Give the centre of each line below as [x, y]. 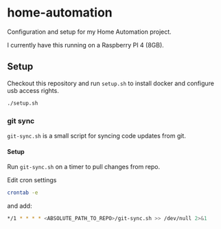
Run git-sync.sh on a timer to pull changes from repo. [84, 167]
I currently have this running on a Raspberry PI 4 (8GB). [86, 45]
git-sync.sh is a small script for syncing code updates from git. [97, 135]
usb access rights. [33, 90]
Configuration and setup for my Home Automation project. [89, 32]
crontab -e [23, 193]
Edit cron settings [32, 180]
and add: [20, 206]
